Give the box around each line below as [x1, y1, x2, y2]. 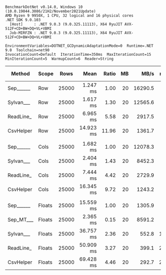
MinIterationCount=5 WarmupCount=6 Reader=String [5, 56, 114, 61]
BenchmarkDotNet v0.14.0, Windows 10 [5, 4, 83, 9]
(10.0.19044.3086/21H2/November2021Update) [5, 9, 96, 14]
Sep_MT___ [7, 216, 34, 223]
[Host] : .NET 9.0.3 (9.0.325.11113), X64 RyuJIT [9, 22, 123, 27]
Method [11, 70, 30, 77]
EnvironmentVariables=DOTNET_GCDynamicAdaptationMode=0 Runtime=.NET [5, 43, 154, 48]
